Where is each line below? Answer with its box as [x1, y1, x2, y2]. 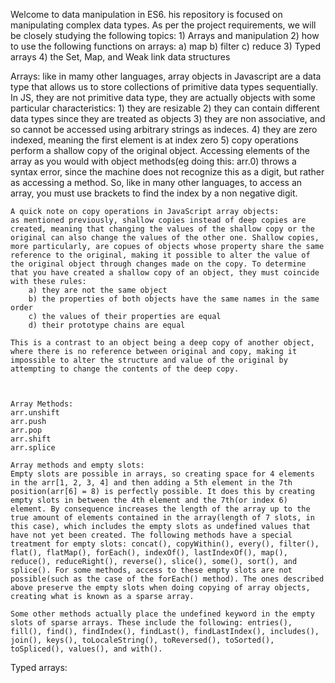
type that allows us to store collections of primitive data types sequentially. [10, 81, 318, 93]
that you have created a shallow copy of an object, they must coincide [10, 268, 320, 278]
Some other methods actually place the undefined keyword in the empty [10, 609, 315, 619]
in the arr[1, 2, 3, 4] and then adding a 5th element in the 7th [10, 478, 293, 488]
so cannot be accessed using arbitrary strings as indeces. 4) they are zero [10, 124, 318, 135]
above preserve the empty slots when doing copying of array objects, [10, 583, 311, 593]
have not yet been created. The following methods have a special [10, 530, 293, 540]
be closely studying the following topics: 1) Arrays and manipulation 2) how [10, 30, 320, 41]
